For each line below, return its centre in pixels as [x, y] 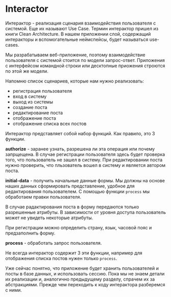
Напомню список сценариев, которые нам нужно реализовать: [75, 81]
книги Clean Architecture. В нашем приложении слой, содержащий [78, 34]
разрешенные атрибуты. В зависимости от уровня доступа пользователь [86, 212]
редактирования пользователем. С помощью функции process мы [78, 191]
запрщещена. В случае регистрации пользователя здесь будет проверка [85, 154]
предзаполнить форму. [30, 233]
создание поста [30, 107]
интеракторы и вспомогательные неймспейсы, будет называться [77, 39]
